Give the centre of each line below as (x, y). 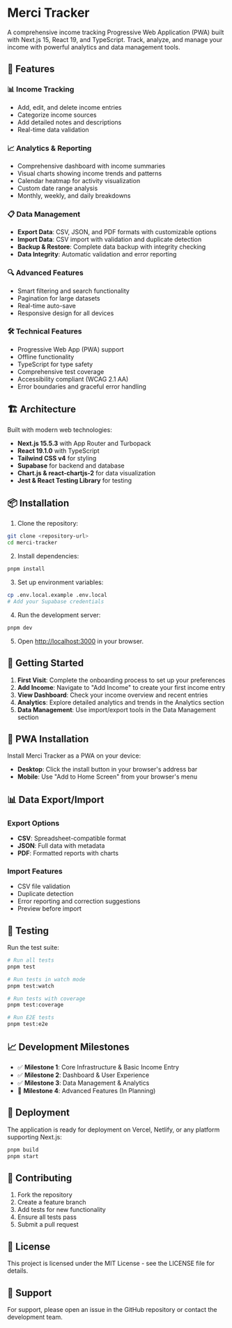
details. (18, 1271)
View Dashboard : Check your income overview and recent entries (113, 695)
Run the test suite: (33, 948)
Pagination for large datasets (59, 298)
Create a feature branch (52, 1202)
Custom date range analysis (57, 188)
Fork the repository (45, 1195)
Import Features (35, 871)
